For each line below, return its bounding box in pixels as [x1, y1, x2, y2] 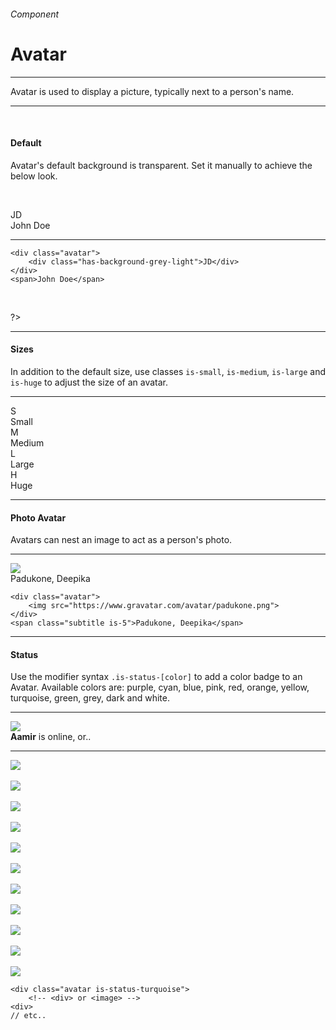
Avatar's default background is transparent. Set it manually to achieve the [10, 159, 313, 171]
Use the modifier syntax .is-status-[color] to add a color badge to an [10, 671, 303, 683]
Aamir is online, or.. [10, 731, 92, 743]
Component [10, 8, 60, 20]
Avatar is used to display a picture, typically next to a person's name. [10, 85, 295, 97]
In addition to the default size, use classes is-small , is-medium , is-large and [10, 365, 326, 377]
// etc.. [10, 1011, 47, 1021]
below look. [10, 170, 58, 182]
